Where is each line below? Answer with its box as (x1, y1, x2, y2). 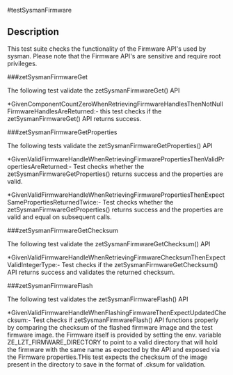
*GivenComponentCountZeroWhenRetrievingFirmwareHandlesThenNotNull (7, 99, 224, 108)
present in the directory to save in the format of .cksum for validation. (7, 360, 207, 368)
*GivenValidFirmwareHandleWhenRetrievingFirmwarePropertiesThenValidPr (7, 154, 225, 163)
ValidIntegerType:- (7, 260, 61, 269)
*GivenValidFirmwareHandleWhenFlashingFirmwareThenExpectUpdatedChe (7, 308, 227, 317)
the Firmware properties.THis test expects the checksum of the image (7, 353, 208, 361)
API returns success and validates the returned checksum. (7, 268, 175, 276)
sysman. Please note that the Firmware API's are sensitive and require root (7, 51, 221, 60)
